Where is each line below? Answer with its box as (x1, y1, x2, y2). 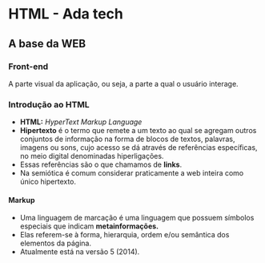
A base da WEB (8, 37, 86, 51)
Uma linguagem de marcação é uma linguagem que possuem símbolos (19, 213, 255, 223)
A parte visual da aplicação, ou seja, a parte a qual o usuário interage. (8, 79, 239, 88)
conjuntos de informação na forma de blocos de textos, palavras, (19, 134, 235, 144)
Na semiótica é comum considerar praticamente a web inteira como (19, 168, 244, 178)
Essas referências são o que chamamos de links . (19, 160, 183, 169)
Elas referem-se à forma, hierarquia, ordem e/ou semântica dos (19, 230, 230, 240)
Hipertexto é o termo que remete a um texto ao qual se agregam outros (19, 126, 257, 136)
